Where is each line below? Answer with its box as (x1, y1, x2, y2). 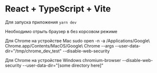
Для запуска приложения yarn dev (5, 19, 77, 25)
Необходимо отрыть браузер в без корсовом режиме (5, 28, 118, 34)
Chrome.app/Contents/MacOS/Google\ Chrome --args (5, 43, 114, 49)
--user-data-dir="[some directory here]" (22, 62, 104, 68)
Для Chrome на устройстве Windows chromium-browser (5, 57, 122, 63)
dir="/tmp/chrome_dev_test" (5, 48, 62, 54)
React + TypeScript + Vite (5, 3, 111, 14)
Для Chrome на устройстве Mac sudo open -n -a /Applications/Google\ (5, 37, 150, 44)
